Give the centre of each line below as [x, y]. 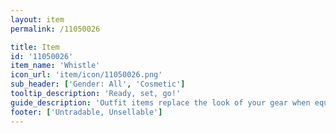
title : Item [35, 47]
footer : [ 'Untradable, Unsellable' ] [86, 112]
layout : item [37, 19]
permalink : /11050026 [55, 29]
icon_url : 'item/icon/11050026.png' [86, 75]
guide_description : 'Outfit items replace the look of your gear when [160, 102]
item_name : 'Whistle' [55, 66]
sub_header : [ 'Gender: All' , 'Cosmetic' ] [98, 84]
